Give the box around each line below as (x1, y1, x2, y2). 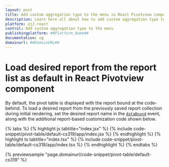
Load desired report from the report (5, 61, 157, 73)
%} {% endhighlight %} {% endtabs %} (76, 141, 158, 147)
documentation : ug (5, 36, 44, 41)
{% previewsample (5, 151, 44, 157)
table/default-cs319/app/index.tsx (5, 141, 75, 147)
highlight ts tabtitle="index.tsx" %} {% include (5, 136, 101, 142)
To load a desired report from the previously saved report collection (22, 105, 162, 111)
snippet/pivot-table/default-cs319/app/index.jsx (5, 131, 105, 137)
